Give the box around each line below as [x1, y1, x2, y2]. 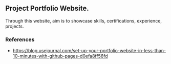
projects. [5, 23, 24, 29]
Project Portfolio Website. [5, 4, 90, 13]
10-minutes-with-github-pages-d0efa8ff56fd [12, 53, 109, 59]
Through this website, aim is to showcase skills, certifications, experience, [5, 17, 162, 24]
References [5, 36, 35, 43]
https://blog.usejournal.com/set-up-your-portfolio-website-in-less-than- [12, 48, 166, 54]
